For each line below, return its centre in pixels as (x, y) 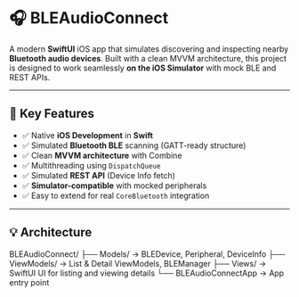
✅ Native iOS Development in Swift (88, 135)
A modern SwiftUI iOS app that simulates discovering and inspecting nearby (149, 49)
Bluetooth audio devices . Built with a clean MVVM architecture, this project (148, 58)
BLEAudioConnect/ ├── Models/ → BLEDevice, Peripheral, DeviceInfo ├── (147, 254)
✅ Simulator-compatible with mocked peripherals (114, 186)
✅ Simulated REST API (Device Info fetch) (99, 175)
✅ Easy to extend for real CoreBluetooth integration (116, 195)
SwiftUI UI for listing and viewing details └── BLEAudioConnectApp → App (147, 273)
